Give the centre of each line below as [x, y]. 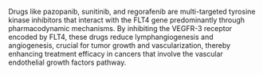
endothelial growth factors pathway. [67, 62]
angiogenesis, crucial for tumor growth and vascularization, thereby [120, 45]
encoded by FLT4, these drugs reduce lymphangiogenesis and [111, 37]
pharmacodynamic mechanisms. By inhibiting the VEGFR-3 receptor [120, 28]
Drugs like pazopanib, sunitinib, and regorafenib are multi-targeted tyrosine [132, 12]
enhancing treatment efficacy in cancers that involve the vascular [116, 54]
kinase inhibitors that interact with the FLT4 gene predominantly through [127, 20]
